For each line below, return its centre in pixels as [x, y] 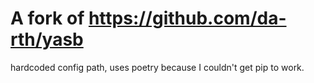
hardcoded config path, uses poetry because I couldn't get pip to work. [157, 67]
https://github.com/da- [187, 18]
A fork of [47, 18]
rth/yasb [47, 39]
